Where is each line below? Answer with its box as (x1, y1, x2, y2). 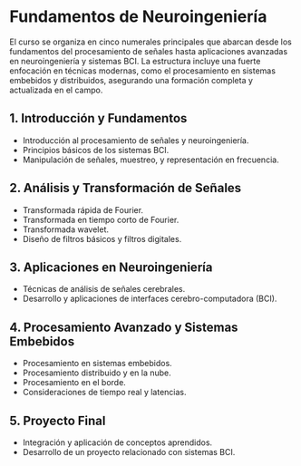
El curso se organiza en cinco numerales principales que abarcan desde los (9, 36, 292, 47)
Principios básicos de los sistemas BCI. (22, 144, 170, 155)
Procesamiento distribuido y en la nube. (22, 367, 172, 378)
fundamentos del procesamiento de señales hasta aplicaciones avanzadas (9, 45, 288, 56)
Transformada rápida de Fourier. (22, 204, 143, 215)
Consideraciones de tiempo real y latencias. (22, 387, 187, 398)
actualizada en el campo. (9, 84, 103, 95)
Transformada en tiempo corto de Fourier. (22, 214, 180, 225)
